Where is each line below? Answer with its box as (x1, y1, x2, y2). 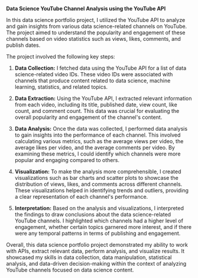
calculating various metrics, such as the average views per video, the (14, 138, 184, 144)
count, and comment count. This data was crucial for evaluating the (14, 108, 180, 114)
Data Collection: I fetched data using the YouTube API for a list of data (14, 64, 187, 72)
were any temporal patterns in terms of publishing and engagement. (14, 230, 181, 237)
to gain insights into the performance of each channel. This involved (14, 131, 181, 138)
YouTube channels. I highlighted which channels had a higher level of (14, 217, 183, 224)
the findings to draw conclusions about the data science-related (14, 211, 171, 218)
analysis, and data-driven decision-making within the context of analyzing (6, 260, 187, 267)
